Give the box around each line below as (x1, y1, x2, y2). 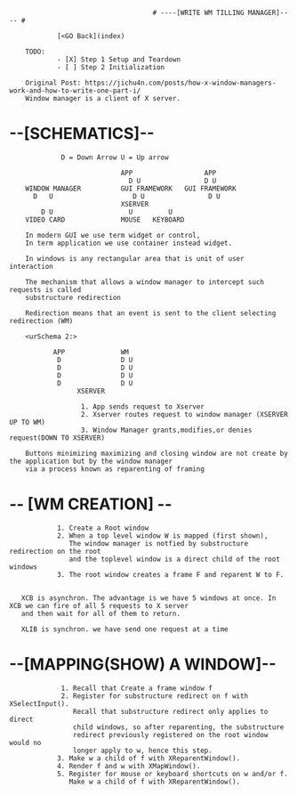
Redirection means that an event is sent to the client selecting (25, 308, 277, 318)
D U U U (41, 207, 173, 216)
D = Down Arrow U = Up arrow (60, 152, 169, 162)
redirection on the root (9, 547, 101, 556)
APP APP (120, 168, 217, 177)
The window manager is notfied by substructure (68, 539, 249, 548)
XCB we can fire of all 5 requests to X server (9, 601, 189, 610)
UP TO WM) (9, 418, 46, 426)
